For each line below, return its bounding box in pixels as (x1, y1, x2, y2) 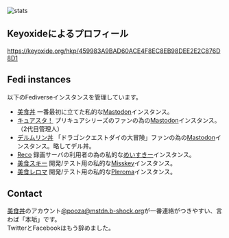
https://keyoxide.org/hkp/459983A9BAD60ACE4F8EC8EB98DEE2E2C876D (7, 47, 221, 55)
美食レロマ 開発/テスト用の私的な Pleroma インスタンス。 (16, 167, 177, 176)
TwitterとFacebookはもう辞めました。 (7, 224, 115, 233)
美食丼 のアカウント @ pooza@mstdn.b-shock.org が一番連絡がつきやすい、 (7, 206, 217, 215)
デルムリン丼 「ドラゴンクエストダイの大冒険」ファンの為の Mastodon (16, 133, 216, 141)
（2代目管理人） (16, 124, 64, 133)
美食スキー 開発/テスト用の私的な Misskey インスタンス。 (16, 158, 177, 167)
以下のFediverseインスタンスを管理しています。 (7, 93, 143, 101)
